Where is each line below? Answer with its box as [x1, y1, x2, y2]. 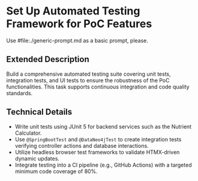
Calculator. [14, 129, 42, 137]
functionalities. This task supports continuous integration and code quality [6, 83, 190, 90]
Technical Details [6, 107, 73, 117]
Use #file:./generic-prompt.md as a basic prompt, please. [6, 37, 149, 44]
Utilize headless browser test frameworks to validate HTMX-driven [14, 149, 180, 156]
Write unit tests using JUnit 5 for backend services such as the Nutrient [14, 123, 192, 130]
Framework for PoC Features [6, 17, 152, 31]
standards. [6, 89, 33, 97]
